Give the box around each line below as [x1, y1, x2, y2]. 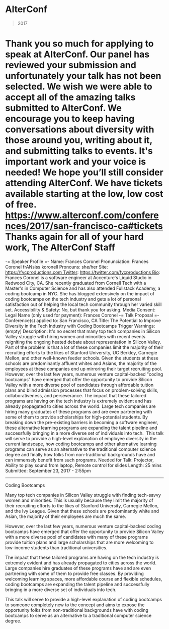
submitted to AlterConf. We [5, 102, 122, 114]
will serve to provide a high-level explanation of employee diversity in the [5, 435, 157, 441]
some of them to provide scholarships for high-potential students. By [5, 414, 148, 420]
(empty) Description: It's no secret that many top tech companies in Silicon [5, 328, 160, 334]
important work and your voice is [5, 156, 146, 168]
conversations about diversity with [5, 124, 154, 135]
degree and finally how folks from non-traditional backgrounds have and [5, 451, 155, 457]
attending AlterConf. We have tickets [5, 178, 163, 189]
